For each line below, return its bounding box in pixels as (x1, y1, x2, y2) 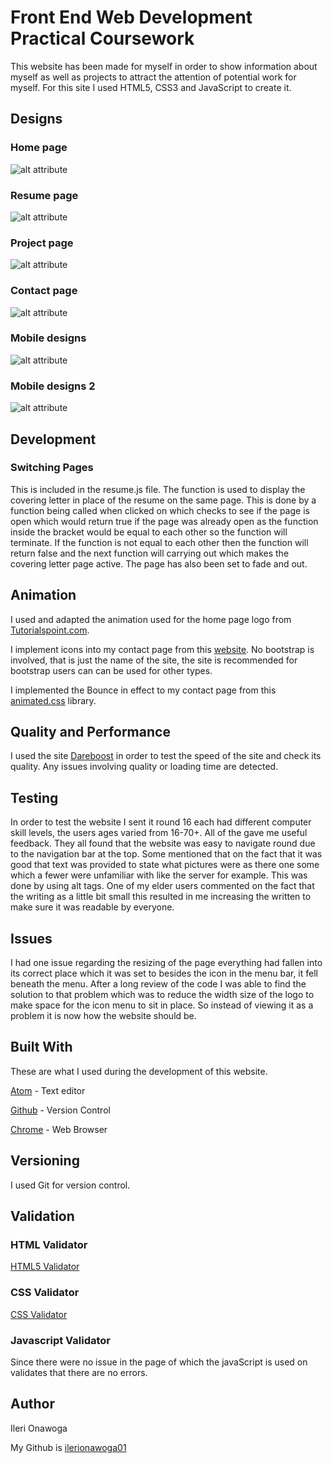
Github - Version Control (10, 1104, 111, 1116)
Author (10, 1396, 55, 1413)
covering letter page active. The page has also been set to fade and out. (10, 557, 308, 570)
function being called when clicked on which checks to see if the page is (10, 504, 310, 516)
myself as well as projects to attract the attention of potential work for (10, 71, 297, 83)
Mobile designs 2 (10, 379, 96, 393)
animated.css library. (10, 694, 97, 706)
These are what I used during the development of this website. (10, 1065, 268, 1077)
